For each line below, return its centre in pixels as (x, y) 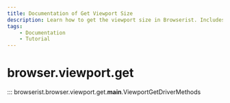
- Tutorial (35, 39)
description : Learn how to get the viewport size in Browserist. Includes (116, 20)
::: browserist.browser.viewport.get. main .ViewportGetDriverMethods (104, 92)
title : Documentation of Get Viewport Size (70, 13)
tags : (15, 26)
